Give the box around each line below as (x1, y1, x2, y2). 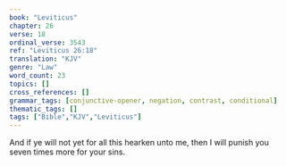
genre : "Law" (9, 63, 58, 72)
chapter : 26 (9, 21, 54, 30)
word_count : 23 (9, 71, 66, 80)
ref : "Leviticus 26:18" (9, 46, 98, 55)
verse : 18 (9, 29, 46, 38)
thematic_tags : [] (9, 104, 78, 113)
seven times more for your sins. (9, 146, 126, 157)
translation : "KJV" (9, 54, 82, 63)
